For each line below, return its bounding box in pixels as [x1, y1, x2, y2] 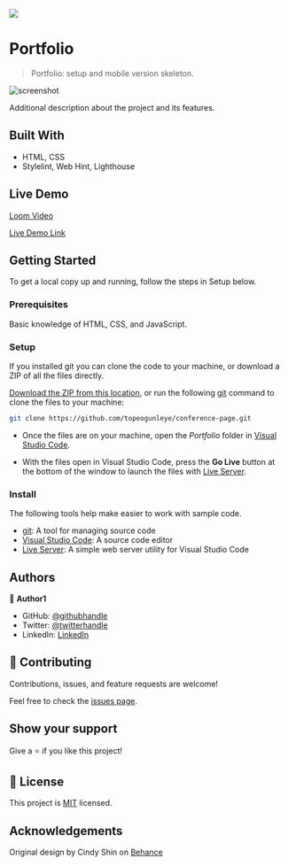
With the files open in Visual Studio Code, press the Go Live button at [21, 456, 276, 467]
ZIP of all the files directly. [9, 370, 105, 381]
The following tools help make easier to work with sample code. [9, 508, 242, 519]
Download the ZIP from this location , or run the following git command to [9, 387, 275, 398]
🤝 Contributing [9, 655, 92, 670]
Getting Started [9, 252, 97, 267]
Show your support [9, 722, 118, 737]
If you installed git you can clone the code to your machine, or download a [9, 360, 280, 371]
